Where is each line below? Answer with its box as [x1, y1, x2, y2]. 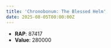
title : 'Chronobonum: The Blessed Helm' [6, 8, 107, 15]
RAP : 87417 [14, 30, 43, 37]
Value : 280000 [14, 36, 52, 43]
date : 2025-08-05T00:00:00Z [6, 14, 75, 20]
